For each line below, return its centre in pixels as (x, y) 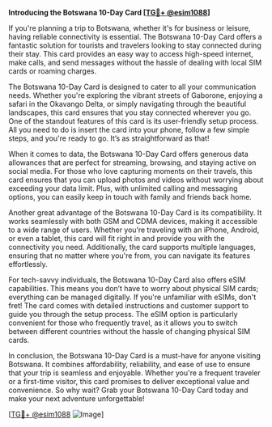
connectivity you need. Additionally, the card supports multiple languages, (132, 247)
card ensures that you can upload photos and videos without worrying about (136, 180)
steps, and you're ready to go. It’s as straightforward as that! (109, 138)
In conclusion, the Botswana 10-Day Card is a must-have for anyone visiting (134, 355)
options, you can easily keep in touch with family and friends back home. (130, 197)
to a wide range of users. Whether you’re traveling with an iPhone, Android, (134, 230)
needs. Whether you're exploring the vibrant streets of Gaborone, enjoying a (136, 95)
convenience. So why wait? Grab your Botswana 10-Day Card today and (128, 390)
